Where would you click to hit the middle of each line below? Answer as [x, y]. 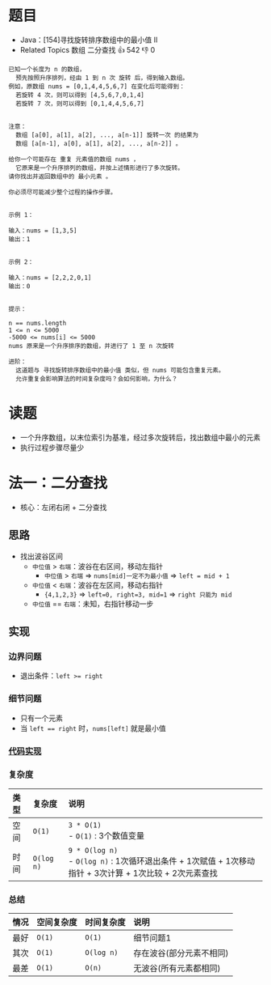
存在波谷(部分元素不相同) [181, 953]
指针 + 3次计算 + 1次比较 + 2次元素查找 [143, 872]
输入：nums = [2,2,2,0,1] [50, 278]
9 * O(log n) [93, 850]
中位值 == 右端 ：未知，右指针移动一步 [93, 604]
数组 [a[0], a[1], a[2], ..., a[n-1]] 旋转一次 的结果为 [107, 135]
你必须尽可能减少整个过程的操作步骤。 [63, 192]
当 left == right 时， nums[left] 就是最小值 [93, 728]
